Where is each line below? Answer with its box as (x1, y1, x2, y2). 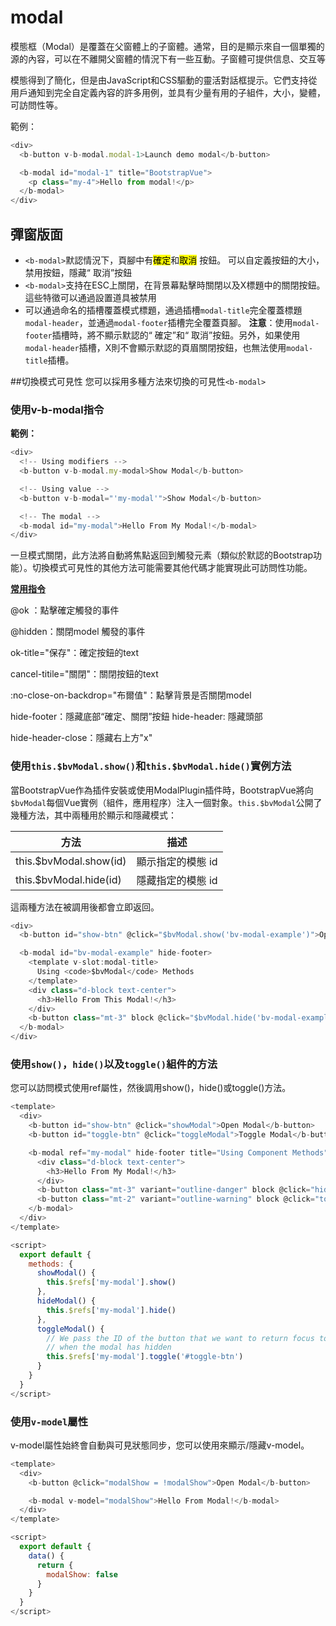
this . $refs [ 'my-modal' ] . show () (46, 1277, 177, 1288)
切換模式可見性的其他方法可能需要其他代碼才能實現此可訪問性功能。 (31, 562, 313, 574)
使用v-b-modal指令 (10, 402, 105, 416)
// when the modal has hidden (46, 1342, 172, 1353)
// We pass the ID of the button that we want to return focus (46, 1333, 315, 1343)
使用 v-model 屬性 (10, 1414, 89, 1428)
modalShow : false (46, 1569, 118, 1580)
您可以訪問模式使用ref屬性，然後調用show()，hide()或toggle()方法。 (10, 1082, 292, 1094)
